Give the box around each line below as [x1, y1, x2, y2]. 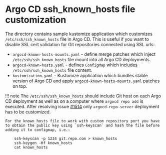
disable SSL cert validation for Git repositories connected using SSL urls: [5, 41, 155, 47]
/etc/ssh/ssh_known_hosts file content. [12, 67, 92, 73]
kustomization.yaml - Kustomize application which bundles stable [12, 72, 148, 78]
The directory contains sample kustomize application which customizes [5, 31, 152, 37]
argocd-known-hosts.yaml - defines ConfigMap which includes [12, 62, 138, 68]
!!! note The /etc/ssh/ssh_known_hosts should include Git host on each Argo [5, 93, 161, 99]
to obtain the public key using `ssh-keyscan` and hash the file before [5, 123, 160, 128]
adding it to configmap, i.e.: [5, 127, 70, 132]
